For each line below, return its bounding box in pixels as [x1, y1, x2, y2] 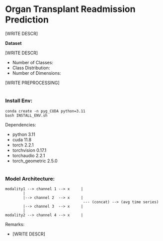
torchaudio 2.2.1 [12, 152, 46, 158]
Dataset [5, 40, 22, 46]
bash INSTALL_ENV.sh [5, 113, 48, 118]
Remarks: [5, 222, 25, 228]
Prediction [5, 14, 49, 25]
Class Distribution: [12, 65, 50, 71]
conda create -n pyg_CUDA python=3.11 [5, 109, 85, 114]
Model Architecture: [5, 175, 55, 182]
